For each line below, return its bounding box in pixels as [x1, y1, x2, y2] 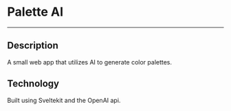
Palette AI [7, 4, 64, 20]
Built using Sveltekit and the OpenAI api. [7, 96, 121, 104]
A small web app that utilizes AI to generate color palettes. [7, 58, 173, 66]
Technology [7, 78, 60, 90]
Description [7, 40, 58, 51]
